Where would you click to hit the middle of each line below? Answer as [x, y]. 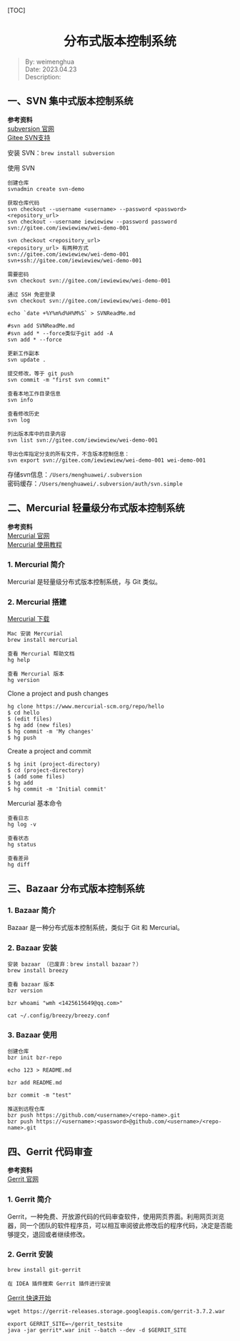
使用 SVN [21, 168]
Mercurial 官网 [29, 535]
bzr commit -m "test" [40, 1095]
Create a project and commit [49, 751]
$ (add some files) [36, 777]
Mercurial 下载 [29, 619]
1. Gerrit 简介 [30, 1199]
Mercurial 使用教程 [35, 544]
